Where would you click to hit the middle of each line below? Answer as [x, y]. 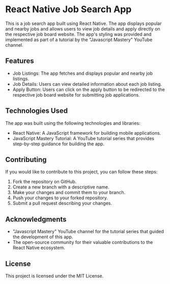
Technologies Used [36, 111]
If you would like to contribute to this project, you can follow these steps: [81, 172]
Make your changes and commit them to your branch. [69, 193]
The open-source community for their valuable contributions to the [83, 242]
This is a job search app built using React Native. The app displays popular [83, 23]
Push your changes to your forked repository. [60, 198]
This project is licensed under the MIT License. [54, 276]
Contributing [26, 159]
